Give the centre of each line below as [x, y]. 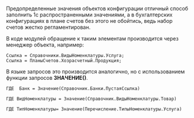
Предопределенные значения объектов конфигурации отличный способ [97, 9]
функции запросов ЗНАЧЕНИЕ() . [47, 78]
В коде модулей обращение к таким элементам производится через [92, 38]
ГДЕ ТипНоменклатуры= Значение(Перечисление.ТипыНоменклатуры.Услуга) [94, 109]
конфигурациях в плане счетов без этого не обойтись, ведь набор [89, 21]
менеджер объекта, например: [45, 45]
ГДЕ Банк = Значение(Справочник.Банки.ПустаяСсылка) [73, 89]
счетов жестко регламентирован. [48, 27]
